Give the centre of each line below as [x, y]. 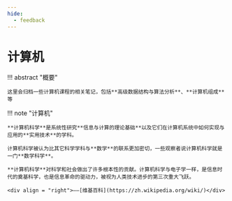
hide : [15, 14]
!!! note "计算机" [30, 113]
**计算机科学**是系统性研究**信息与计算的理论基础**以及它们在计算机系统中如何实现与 [116, 128]
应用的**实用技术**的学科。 [42, 135]
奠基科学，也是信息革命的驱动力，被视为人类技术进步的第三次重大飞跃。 [106, 177]
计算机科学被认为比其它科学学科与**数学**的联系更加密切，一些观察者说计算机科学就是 [115, 149]
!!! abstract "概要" [32, 77]
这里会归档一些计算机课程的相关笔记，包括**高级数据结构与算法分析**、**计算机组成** [116, 92]
